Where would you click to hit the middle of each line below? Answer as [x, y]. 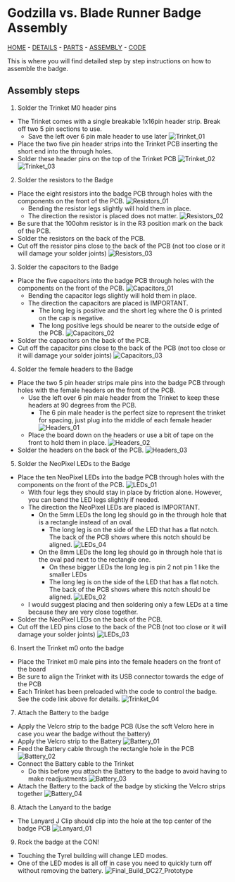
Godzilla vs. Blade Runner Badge [104, 13]
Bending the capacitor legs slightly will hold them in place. [112, 295]
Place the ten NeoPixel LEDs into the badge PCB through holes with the [121, 477]
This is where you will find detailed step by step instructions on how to [109, 61]
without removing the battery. [60, 870]
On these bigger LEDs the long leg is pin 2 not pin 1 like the [134, 567]
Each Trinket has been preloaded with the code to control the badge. [117, 691]
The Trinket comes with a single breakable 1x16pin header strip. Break [119, 121]
